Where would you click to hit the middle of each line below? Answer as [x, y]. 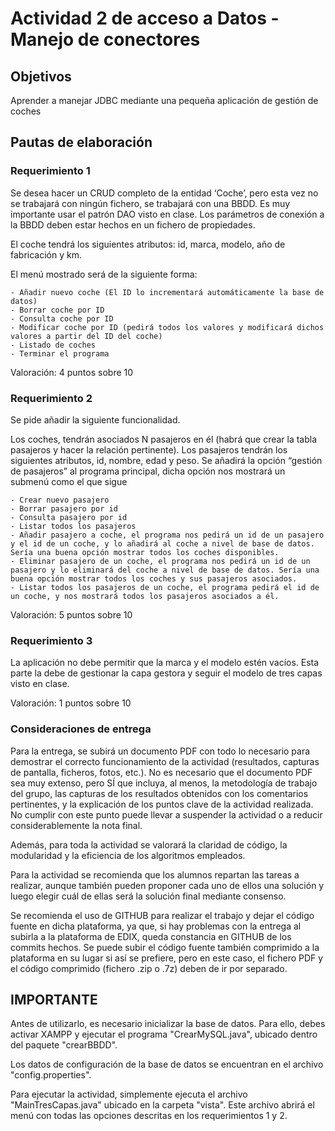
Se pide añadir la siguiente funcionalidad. [95, 419]
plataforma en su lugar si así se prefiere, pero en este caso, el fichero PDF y [167, 958]
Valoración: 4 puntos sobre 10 [72, 372]
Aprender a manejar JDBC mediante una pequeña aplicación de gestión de [164, 100]
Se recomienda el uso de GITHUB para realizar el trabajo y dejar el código [162, 915]
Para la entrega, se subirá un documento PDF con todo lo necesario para [160, 751]
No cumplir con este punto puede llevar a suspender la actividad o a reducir [166, 814]
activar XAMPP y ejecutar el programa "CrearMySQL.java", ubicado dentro [164, 1034]
